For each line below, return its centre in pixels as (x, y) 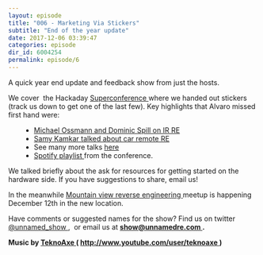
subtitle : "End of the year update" (69, 30)
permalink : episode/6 (44, 60)
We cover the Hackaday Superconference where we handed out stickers (128, 98)
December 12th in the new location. (66, 203)
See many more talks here (76, 147)
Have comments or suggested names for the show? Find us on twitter (122, 218)
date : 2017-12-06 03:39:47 (53, 38)
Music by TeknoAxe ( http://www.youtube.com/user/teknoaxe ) (115, 242)
